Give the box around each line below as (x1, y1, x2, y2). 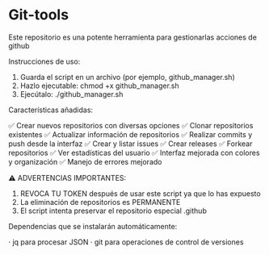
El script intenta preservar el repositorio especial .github (19, 206, 208, 215)
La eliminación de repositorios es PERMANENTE (19, 197, 181, 207)
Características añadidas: (8, 105, 94, 115)
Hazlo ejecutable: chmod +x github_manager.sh (19, 81, 179, 90)
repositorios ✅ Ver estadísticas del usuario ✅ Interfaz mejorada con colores (8, 148, 260, 157)
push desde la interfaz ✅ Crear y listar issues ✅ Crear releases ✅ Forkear (8, 139, 253, 148)
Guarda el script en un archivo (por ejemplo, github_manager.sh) (19, 72, 236, 82)
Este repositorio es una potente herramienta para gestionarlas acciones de (8, 32, 257, 42)
